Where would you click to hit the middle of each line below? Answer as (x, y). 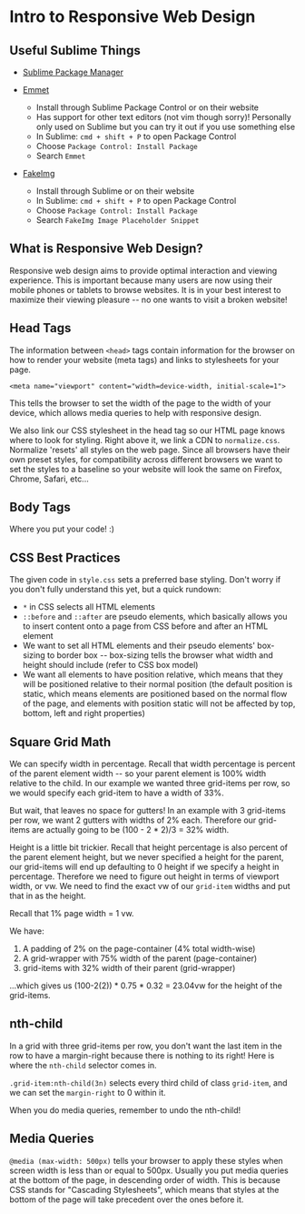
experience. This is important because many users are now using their (141, 280)
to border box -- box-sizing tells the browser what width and (160, 655)
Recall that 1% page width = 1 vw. (72, 914)
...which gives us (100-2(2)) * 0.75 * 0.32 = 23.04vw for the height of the (146, 986)
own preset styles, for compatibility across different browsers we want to (146, 459)
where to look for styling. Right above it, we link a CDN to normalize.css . (145, 440)
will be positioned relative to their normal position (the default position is (157, 684)
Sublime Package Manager (73, 72)
